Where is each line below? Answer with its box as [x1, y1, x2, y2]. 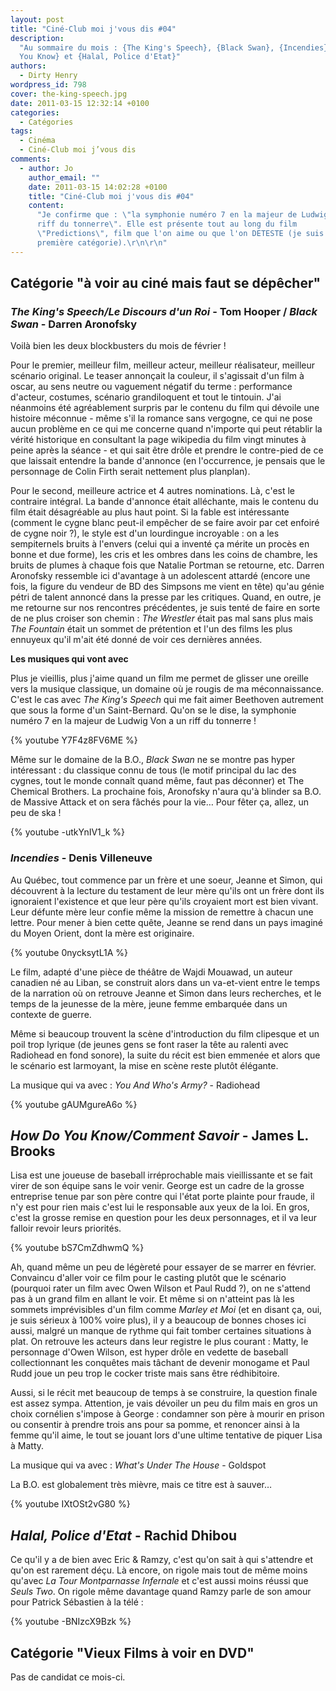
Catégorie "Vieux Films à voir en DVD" [10, 1644, 255, 1661]
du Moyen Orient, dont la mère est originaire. [10, 927, 195, 939]
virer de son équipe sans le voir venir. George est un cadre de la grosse [10, 1180, 305, 1192]
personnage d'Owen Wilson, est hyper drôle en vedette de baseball [10, 1346, 289, 1358]
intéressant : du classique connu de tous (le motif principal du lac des [10, 764, 297, 776]
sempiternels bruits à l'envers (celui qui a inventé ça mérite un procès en [10, 538, 310, 550]
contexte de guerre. [10, 1008, 92, 1020]
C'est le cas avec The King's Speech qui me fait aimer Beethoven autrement [10, 694, 324, 706]
